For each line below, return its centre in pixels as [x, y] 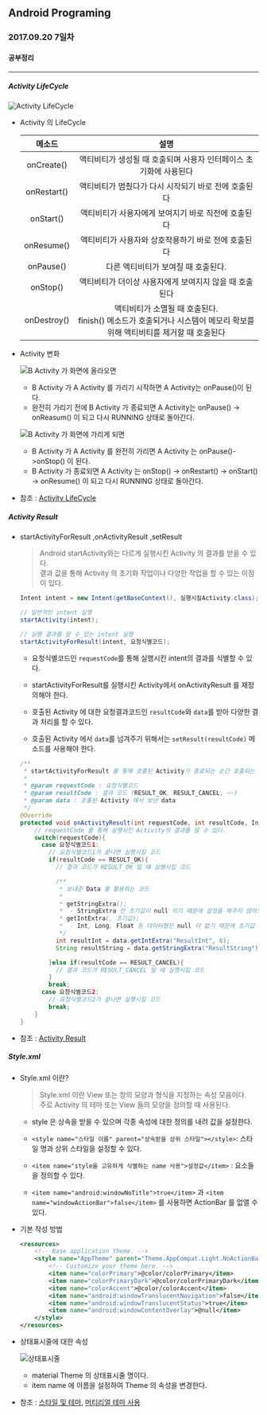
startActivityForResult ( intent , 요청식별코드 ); [95, 641]
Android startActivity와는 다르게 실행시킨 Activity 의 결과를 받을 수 [144, 553]
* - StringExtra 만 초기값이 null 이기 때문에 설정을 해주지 [151, 911]
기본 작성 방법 [41, 1229]
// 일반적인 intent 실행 [56, 613]
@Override [36, 815]
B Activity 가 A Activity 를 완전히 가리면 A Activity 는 [114, 451]
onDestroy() [47, 320]
